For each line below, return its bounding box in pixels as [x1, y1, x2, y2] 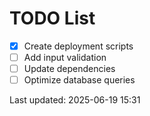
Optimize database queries [23, 74, 136, 86]
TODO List [9, 7, 96, 30]
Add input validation [23, 52, 107, 63]
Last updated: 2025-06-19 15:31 [9, 94, 141, 106]
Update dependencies [23, 63, 116, 75]
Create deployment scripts [23, 40, 134, 52]
